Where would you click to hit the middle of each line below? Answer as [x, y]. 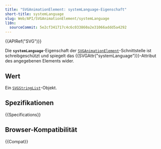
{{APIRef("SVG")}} [24, 41]
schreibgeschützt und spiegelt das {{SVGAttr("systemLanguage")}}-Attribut [81, 56]
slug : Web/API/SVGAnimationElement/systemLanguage [57, 18]
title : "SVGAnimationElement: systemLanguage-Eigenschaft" [66, 9]
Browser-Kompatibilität [41, 130]
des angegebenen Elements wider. [40, 61]
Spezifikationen [30, 103]
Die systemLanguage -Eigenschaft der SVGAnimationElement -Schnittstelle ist [78, 51]
